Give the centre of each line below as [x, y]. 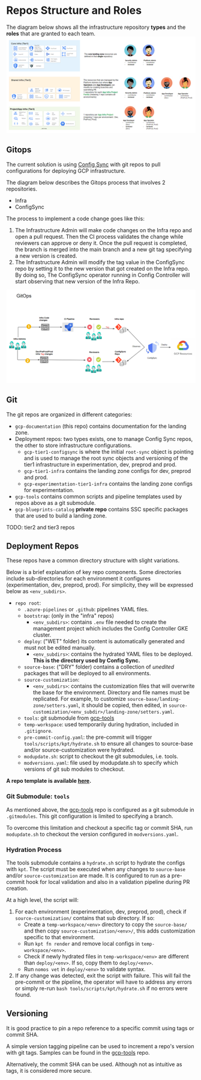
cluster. [42, 635]
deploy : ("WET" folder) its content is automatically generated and [104, 641]
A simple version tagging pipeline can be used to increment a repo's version [100, 1046]
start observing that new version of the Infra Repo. [77, 281]
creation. [17, 888]
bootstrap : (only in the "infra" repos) [69, 616]
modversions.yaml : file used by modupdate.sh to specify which [101, 763]
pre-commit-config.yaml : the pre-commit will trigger [88, 737]
